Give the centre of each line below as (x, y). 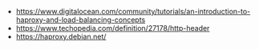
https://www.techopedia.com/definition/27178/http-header (113, 28)
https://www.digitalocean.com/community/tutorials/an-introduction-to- (133, 11)
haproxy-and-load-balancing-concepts (81, 20)
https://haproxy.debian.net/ (61, 36)
